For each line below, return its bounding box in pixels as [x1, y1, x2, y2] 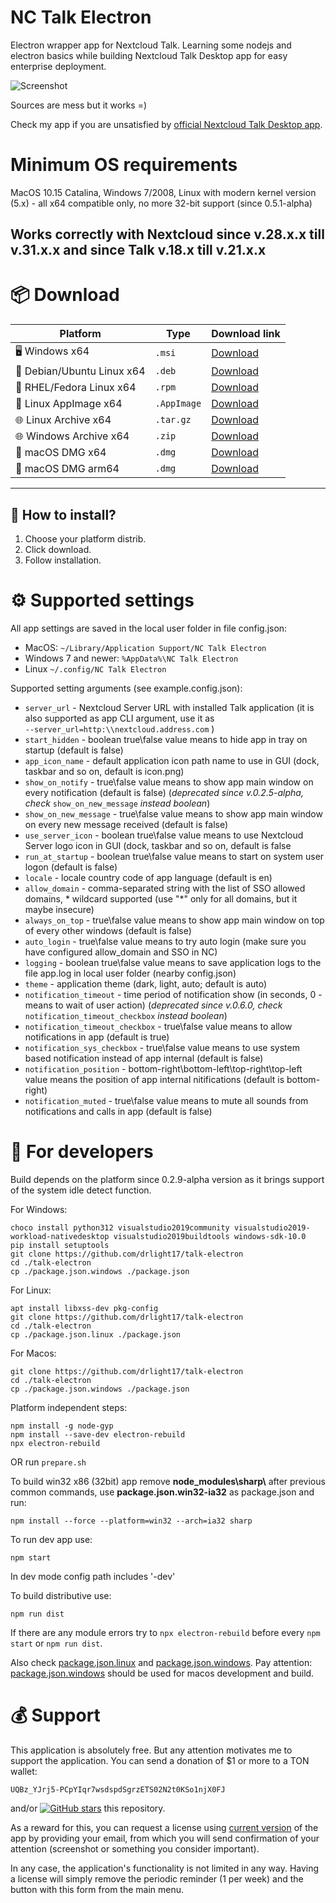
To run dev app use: [10, 1533, 93, 1545]
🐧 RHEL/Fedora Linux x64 [15, 381, 137, 395]
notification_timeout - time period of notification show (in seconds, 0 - [24, 988, 323, 1000]
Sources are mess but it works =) [10, 99, 148, 111]
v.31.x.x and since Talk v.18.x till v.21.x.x [10, 242, 267, 259]
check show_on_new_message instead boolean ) [24, 797, 211, 809]
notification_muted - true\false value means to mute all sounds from [24, 1094, 309, 1106]
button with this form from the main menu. [10, 1883, 185, 1895]
